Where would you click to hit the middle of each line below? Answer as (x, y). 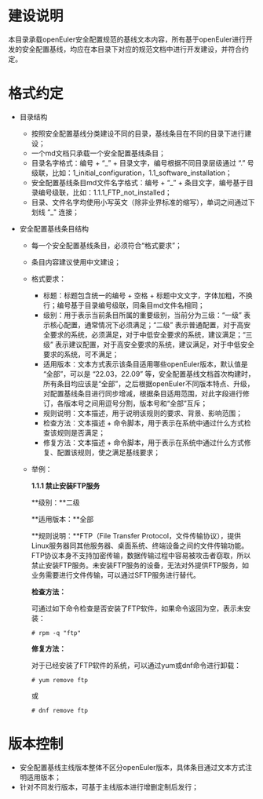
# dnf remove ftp (60, 710)
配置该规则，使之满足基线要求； (109, 452)
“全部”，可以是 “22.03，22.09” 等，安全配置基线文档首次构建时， (149, 374)
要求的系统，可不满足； (81, 354)
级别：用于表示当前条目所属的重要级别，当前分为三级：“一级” (142, 315)
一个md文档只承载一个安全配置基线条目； (99, 153)
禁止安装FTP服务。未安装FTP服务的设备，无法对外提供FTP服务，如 (140, 565)
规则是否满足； (81, 432)
